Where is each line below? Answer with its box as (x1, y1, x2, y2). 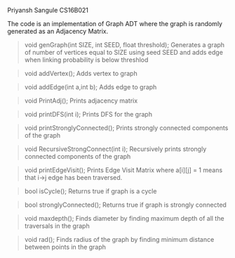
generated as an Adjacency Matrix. (7, 27, 109, 35)
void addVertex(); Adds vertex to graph (24, 70, 138, 77)
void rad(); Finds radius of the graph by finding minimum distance (24, 236, 215, 243)
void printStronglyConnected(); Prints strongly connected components (24, 124, 229, 132)
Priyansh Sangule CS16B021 (7, 6, 89, 14)
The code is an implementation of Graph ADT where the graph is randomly (7, 20, 223, 27)
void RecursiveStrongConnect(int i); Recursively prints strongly (24, 145, 207, 153)
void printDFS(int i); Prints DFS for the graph (24, 110, 153, 118)
